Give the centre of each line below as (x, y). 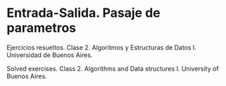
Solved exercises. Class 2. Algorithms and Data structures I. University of (113, 68)
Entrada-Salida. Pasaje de (83, 13)
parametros (42, 28)
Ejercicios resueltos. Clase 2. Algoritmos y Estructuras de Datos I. (101, 47)
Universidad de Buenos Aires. (50, 55)
